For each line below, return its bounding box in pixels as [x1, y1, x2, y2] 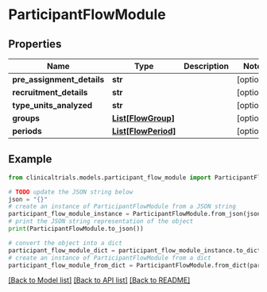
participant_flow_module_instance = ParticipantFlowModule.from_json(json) [8, 210, 265, 218]
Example [8, 152, 52, 166]
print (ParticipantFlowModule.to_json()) [8, 225, 145, 233]
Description [184, 61, 229, 71]
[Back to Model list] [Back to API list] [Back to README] [8, 275, 191, 285]
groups [12, 113, 41, 124]
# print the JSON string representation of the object [8, 217, 194, 225]
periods [12, 125, 42, 136]
